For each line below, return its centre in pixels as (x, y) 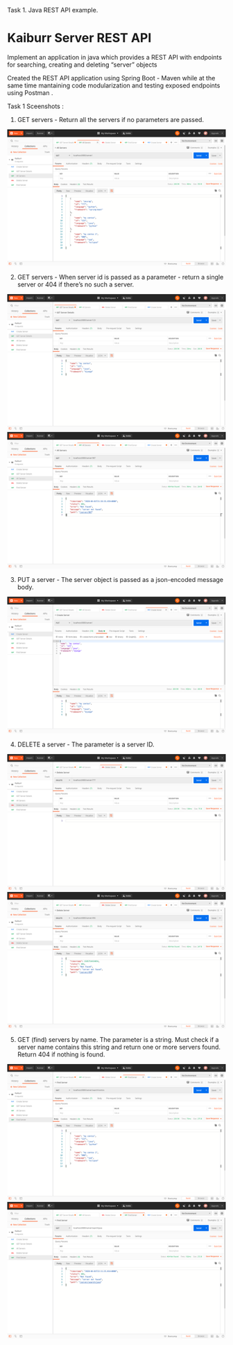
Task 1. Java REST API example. (53, 10)
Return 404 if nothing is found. (61, 1054)
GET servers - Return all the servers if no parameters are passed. (111, 119)
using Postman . (30, 92)
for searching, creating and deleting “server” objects (82, 65)
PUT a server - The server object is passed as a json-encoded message (120, 579)
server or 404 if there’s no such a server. (76, 284)
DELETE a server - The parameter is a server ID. (86, 744)
